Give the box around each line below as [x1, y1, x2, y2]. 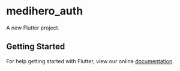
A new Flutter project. [6, 24, 60, 31]
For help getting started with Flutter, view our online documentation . [6, 57, 174, 64]
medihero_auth [6, 4, 83, 18]
